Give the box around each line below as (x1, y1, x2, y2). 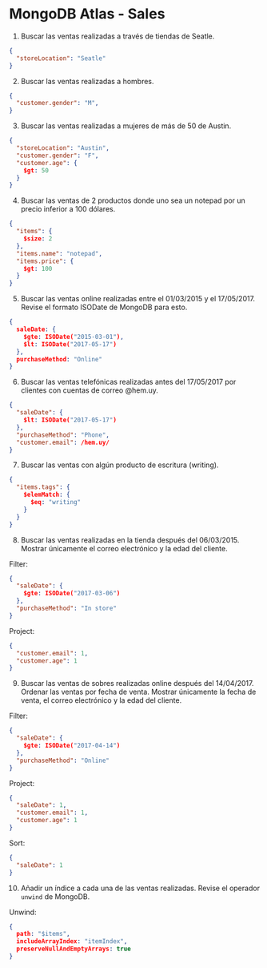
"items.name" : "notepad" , (16, 249, 103, 257)
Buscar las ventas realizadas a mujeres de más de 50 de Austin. (20, 121, 232, 131)
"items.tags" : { (16, 483, 70, 491)
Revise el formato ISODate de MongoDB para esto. (20, 302, 188, 313)
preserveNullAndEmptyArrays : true (16, 945, 131, 954)
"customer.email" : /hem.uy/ (16, 438, 110, 446)
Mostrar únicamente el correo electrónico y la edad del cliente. (20, 543, 228, 553)
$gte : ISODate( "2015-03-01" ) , (23, 333, 125, 341)
